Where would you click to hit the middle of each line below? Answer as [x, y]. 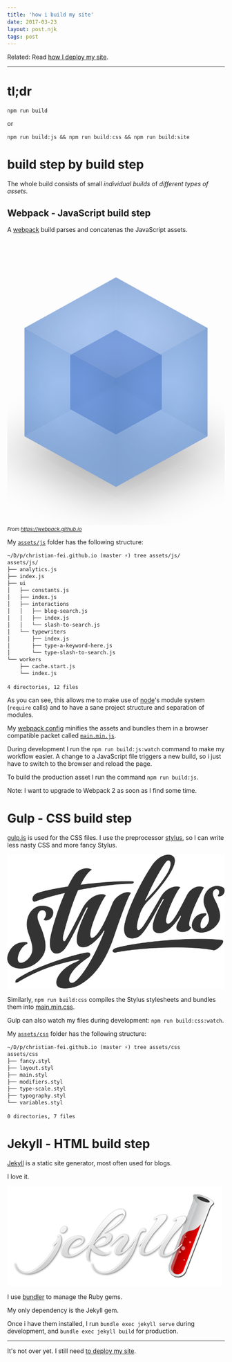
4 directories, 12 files [43, 687]
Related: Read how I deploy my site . [58, 57]
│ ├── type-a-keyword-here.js [60, 645]
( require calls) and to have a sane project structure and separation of [106, 707]
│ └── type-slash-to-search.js [61, 652]
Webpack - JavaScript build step [79, 213]
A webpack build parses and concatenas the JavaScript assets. [97, 229]
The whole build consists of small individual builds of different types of [108, 184]
